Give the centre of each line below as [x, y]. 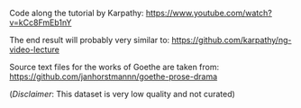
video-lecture [35, 49]
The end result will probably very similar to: [90, 40]
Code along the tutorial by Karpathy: [77, 13]
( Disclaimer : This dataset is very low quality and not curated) [123, 94]
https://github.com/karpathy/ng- [232, 40]
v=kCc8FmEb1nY [41, 22]
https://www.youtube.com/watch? [209, 13]
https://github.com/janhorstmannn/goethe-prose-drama [114, 76]
